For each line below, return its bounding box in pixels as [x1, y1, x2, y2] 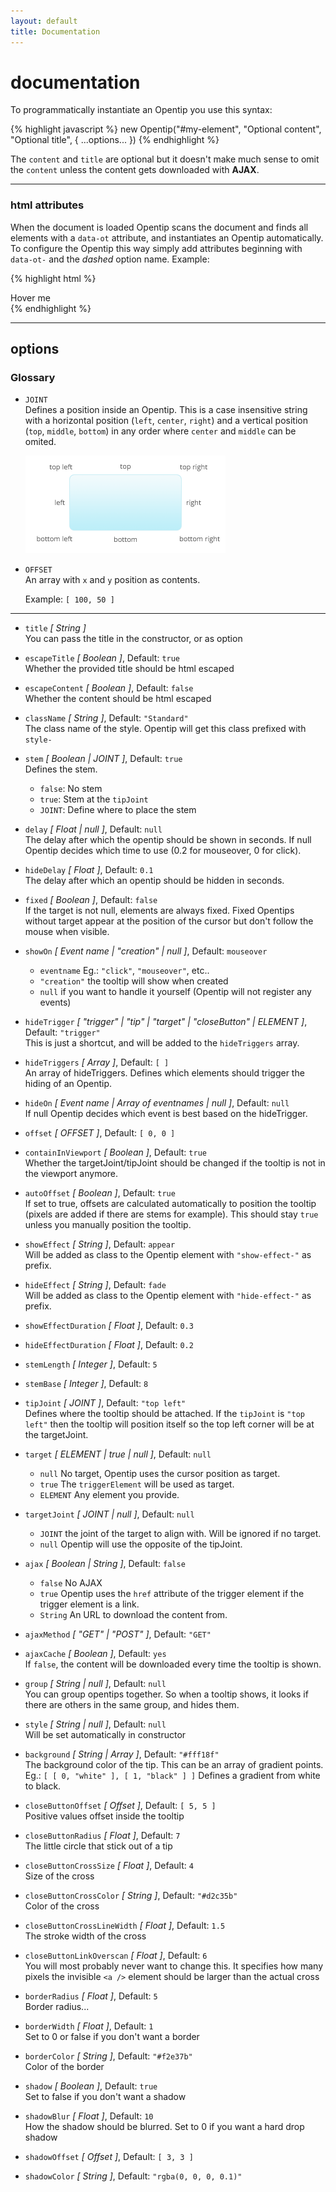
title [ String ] [24, 622, 87, 634]
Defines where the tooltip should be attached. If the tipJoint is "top [24, 1408, 305, 1420]
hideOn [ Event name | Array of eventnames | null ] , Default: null [24, 1097, 290, 1109]
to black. [24, 1780, 62, 1792]
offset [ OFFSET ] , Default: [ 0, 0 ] [24, 1127, 176, 1139]
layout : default [10, 16, 78, 26]
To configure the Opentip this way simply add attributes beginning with [10, 242, 303, 254]
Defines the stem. [24, 763, 98, 775]
